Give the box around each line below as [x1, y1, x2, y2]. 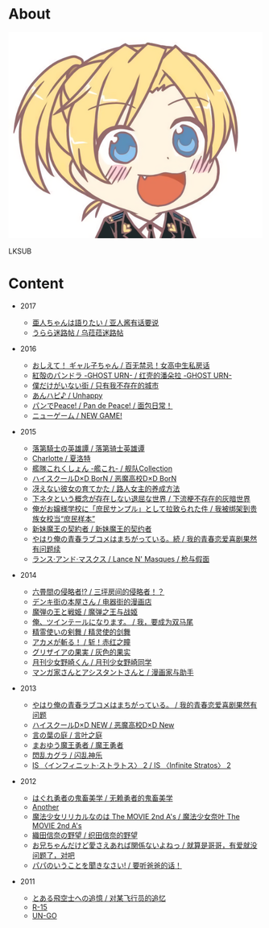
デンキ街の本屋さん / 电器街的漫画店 [31, 596, 152, 606]
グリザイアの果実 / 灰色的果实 [31, 647, 131, 657]
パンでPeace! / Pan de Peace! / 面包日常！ [31, 400, 173, 410]
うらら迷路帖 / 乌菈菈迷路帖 [31, 328, 124, 337]
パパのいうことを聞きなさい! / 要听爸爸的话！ [31, 860, 183, 870]
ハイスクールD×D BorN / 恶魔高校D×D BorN [31, 473, 177, 483]
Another [31, 802, 60, 811]
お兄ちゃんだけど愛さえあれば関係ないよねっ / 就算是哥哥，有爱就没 [31, 840, 258, 850]
